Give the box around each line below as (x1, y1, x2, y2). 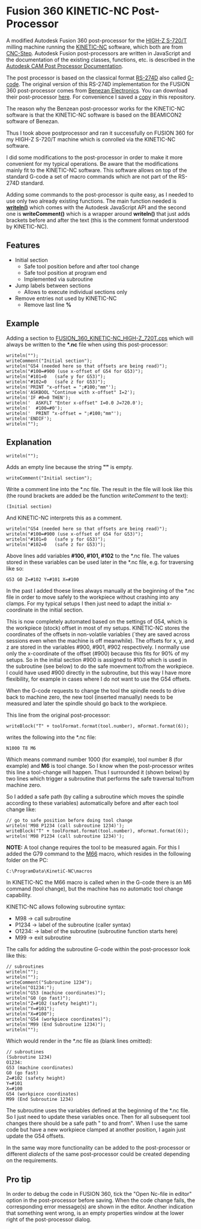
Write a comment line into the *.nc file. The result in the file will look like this (6, 486, 193, 493)
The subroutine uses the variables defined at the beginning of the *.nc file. (6, 1107, 190, 1114)
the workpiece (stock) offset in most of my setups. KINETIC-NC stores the (6, 624, 190, 632)
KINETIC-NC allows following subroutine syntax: (6, 903, 126, 910)
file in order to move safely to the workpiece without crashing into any (6, 593, 179, 601)
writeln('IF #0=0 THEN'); (6, 394, 71, 400)
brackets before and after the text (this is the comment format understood (6, 216, 189, 224)
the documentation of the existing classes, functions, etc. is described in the (6, 56, 195, 63)
